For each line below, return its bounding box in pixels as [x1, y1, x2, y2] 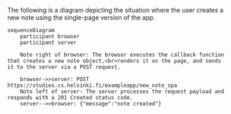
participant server [20, 39, 77, 46]
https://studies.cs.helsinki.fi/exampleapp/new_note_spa [7, 82, 178, 89]
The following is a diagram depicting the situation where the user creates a [7, 6, 223, 14]
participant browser [20, 33, 80, 40]
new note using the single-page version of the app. [7, 13, 156, 22]
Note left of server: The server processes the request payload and [20, 88, 225, 95]
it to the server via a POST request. [7, 64, 121, 71]
